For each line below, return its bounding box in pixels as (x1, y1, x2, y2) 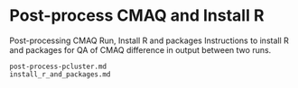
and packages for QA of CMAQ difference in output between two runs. (9, 44, 272, 55)
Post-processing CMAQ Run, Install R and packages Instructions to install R (9, 35, 289, 46)
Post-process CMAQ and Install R (9, 5, 265, 26)
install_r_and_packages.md (9, 69, 111, 79)
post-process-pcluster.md (9, 62, 107, 71)
